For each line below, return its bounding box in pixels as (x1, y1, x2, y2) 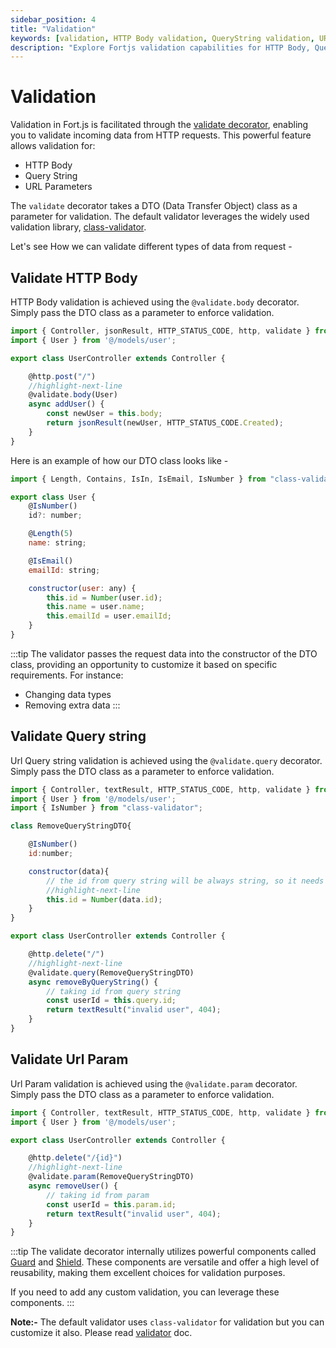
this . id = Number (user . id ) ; (46, 592, 163, 603)
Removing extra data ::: (24, 699, 121, 711)
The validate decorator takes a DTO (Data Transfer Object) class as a (10, 200, 298, 212)
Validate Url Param (10, 1051, 129, 1068)
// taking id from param (46, 1190, 150, 1200)
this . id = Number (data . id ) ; (46, 894, 163, 905)
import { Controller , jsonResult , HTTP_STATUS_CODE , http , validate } (10, 326, 311, 336)
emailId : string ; (28, 565, 101, 575)
